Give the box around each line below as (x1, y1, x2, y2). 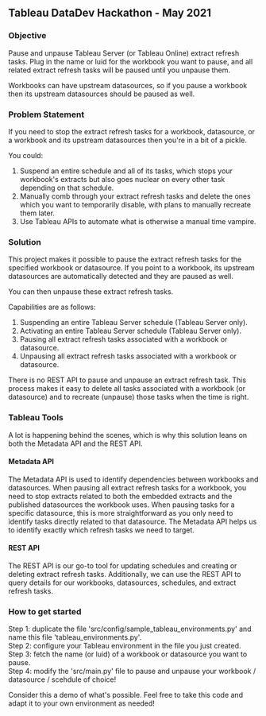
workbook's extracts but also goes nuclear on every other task (19, 174, 226, 184)
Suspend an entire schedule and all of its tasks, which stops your (19, 166, 233, 176)
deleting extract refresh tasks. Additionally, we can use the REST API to (8, 569, 241, 579)
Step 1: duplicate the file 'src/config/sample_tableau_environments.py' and (8, 624, 252, 634)
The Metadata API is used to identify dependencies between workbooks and (8, 474, 259, 484)
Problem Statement (8, 109, 85, 120)
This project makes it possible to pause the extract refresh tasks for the (8, 254, 242, 265)
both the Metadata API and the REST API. (8, 439, 143, 448)
